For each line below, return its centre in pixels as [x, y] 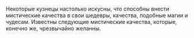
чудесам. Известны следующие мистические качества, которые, [91, 22]
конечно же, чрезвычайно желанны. [54, 28]
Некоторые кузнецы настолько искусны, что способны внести [88, 9]
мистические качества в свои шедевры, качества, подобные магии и [97, 15]
